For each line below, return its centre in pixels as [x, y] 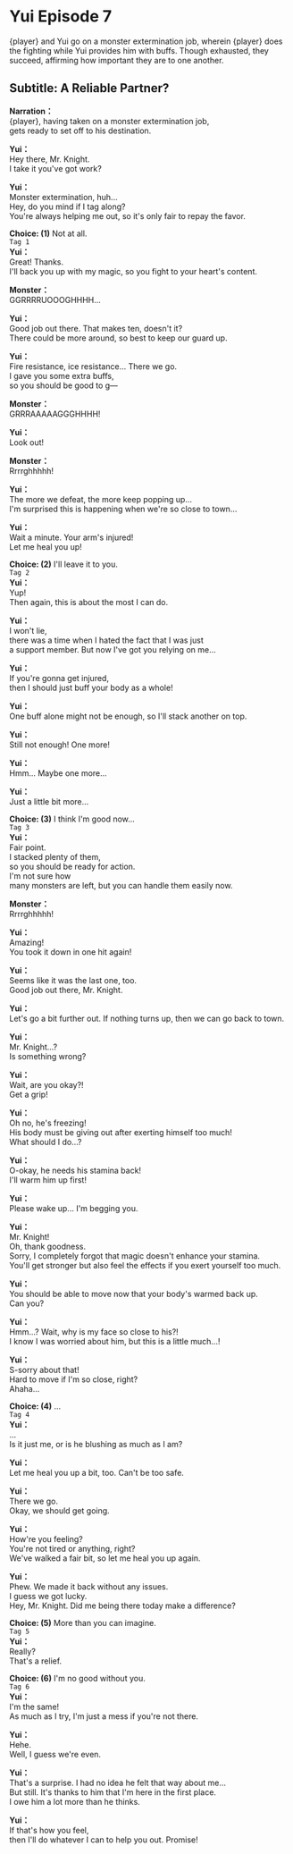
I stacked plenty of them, [55, 856]
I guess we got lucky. [48, 1596]
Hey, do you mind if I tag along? [67, 206]
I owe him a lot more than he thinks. [75, 1801]
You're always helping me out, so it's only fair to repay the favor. [127, 215]
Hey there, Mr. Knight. [50, 159]
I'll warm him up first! [48, 1180]
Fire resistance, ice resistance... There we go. [93, 366]
